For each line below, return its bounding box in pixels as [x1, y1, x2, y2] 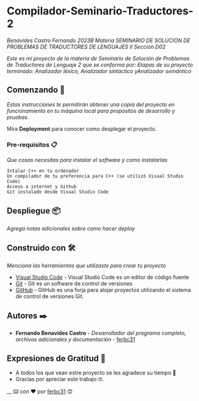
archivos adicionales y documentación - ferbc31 [15, 336, 135, 343]
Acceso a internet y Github [7, 184, 77, 190]
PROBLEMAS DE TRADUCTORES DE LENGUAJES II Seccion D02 [7, 43, 166, 50]
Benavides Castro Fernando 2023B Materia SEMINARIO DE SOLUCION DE [7, 37, 191, 44]
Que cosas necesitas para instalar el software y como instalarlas [7, 156, 168, 164]
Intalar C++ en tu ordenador [7, 168, 79, 174]
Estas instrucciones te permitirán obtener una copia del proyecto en [7, 101, 175, 108]
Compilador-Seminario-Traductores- [7, 4, 194, 18]
